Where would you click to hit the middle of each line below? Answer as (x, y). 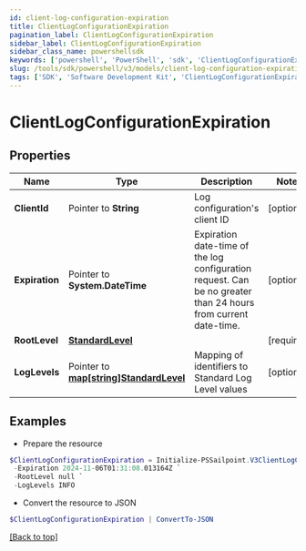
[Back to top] (34, 536)
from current (221, 313)
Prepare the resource (62, 444)
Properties (40, 156)
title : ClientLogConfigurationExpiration (89, 26)
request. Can (222, 280)
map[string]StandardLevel (127, 377)
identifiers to (221, 366)
